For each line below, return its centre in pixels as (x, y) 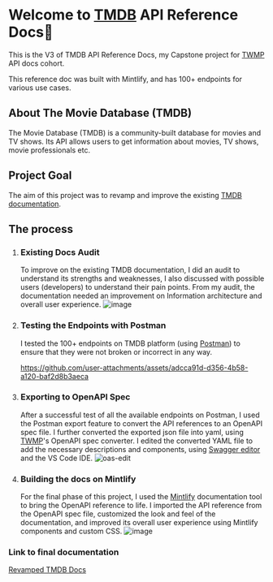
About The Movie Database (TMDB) (100, 113)
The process (41, 229)
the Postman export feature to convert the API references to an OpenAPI (141, 423)
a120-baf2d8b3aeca (54, 376)
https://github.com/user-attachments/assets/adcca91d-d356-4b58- (134, 368)
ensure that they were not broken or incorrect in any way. (116, 351)
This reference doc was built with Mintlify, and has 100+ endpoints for (125, 79)
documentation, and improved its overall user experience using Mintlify (139, 523)
